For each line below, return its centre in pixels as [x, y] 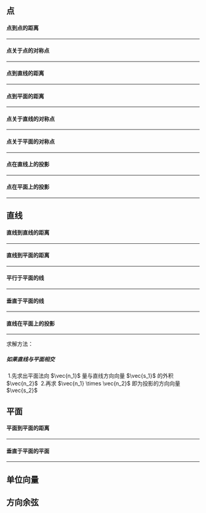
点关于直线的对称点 [31, 119]
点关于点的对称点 [28, 50]
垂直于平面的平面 [28, 451]
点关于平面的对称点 [31, 141]
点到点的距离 [22, 28]
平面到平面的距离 [28, 428]
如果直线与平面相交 [31, 359]
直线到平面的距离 [28, 255]
